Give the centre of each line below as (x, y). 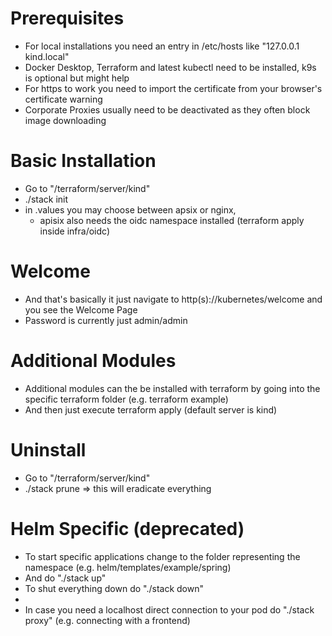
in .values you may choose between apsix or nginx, (130, 209)
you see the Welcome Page (81, 309)
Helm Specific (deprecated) (127, 528)
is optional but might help (77, 78)
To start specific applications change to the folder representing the (162, 556)
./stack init (46, 199)
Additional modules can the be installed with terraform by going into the (172, 388)
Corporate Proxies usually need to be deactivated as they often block (167, 109)
